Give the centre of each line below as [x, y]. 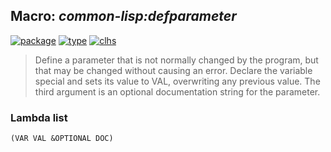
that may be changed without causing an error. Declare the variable [173, 70]
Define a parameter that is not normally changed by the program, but [176, 60]
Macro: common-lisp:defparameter [123, 16]
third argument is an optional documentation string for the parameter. [177, 91]
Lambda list [39, 117]
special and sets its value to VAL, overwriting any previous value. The [177, 81]
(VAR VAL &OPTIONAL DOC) [62, 139]
